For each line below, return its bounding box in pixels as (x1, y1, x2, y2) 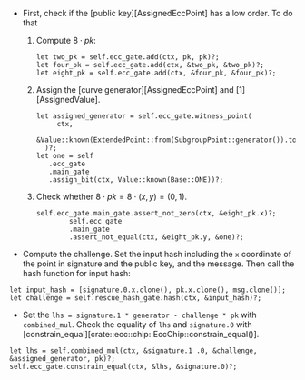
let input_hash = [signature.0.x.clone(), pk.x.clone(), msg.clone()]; (9, 285, 286, 295)
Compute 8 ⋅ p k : (35, 35, 97, 45)
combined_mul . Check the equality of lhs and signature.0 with (22, 319, 252, 330)
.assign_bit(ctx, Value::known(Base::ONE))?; (48, 175, 224, 185)
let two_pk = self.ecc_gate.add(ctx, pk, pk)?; (35, 53, 220, 62)
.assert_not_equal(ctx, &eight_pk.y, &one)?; (68, 233, 244, 242)
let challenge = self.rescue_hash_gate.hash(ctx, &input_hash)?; (9, 294, 261, 303)
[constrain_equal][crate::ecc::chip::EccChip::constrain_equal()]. (22, 329, 260, 339)
